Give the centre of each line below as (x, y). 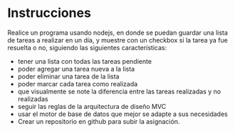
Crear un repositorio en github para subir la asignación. (99, 121)
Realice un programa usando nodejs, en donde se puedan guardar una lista (117, 33)
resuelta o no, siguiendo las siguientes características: (87, 47)
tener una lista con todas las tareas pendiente (84, 61)
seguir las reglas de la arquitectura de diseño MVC (92, 106)
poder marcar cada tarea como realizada (78, 83)
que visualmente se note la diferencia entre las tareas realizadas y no (119, 91)
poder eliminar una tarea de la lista (68, 76)
